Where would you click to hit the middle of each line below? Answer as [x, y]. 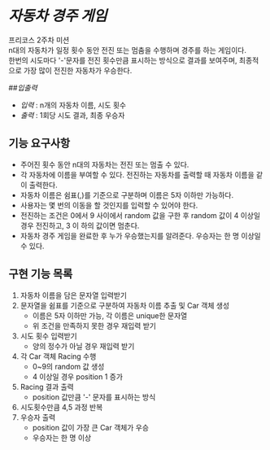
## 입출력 [23, 87]
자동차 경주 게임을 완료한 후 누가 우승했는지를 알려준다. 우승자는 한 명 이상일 [141, 235]
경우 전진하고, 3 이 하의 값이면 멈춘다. [80, 225]
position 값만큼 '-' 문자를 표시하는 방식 [94, 397]
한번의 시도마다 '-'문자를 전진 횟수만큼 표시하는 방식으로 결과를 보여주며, [123, 60]
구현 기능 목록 [41, 274]
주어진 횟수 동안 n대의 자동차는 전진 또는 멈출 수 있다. [105, 164]
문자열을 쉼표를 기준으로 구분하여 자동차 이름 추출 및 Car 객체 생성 [125, 305]
